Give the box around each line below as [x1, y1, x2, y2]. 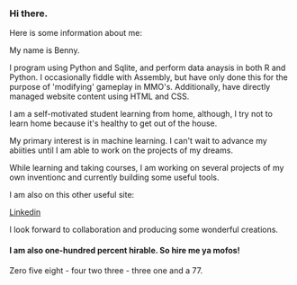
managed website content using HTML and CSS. [9, 91, 190, 102]
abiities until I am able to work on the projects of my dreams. [9, 145, 234, 156]
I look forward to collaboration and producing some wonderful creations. [9, 224, 279, 236]
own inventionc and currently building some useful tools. [9, 172, 220, 183]
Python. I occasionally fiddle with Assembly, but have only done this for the [9, 72, 288, 83]
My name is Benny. [9, 45, 80, 56]
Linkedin [9, 207, 41, 218]
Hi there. [9, 7, 48, 20]
